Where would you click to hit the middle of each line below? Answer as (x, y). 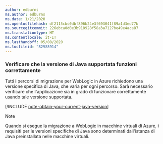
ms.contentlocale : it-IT (31, 38)
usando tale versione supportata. (39, 97)
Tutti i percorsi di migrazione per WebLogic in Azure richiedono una (74, 81)
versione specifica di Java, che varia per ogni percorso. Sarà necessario (79, 86)
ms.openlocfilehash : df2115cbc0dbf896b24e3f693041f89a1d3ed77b (72, 24)
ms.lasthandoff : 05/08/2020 (34, 42)
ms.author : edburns (25, 14)
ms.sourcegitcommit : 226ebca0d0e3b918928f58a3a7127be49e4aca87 (72, 28)
